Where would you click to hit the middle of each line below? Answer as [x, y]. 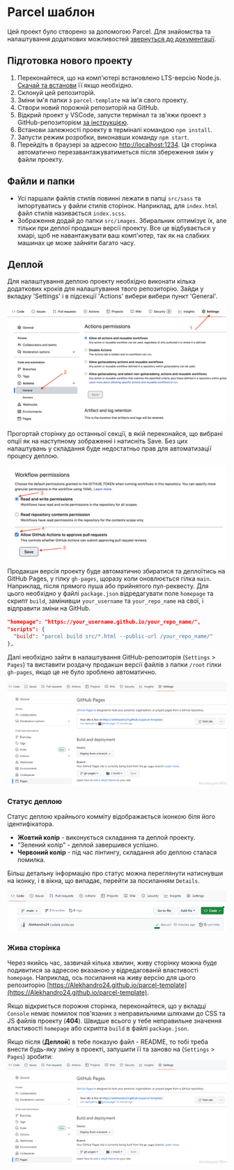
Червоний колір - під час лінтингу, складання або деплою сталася [117, 852]
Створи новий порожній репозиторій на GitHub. [88, 107]
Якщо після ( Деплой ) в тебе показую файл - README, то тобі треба [108, 1042]
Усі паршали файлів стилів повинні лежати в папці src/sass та [109, 198]
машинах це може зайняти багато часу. [76, 242]
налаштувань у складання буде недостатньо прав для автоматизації [109, 448]
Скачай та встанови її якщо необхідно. [75, 85]
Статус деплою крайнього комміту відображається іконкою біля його [111, 817]
